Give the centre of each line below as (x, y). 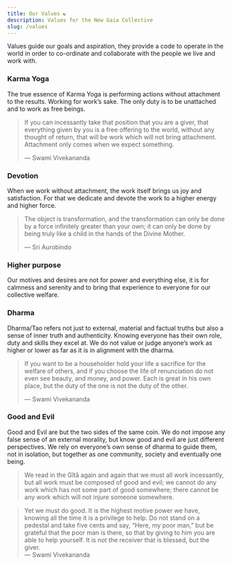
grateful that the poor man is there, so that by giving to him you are (119, 532)
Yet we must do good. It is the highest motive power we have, (112, 510)
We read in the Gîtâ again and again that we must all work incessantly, (124, 475)
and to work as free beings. (46, 109)
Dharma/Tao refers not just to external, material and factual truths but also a (115, 328)
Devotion (23, 175)
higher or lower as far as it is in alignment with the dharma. (91, 350)
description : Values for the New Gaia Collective (80, 20)
